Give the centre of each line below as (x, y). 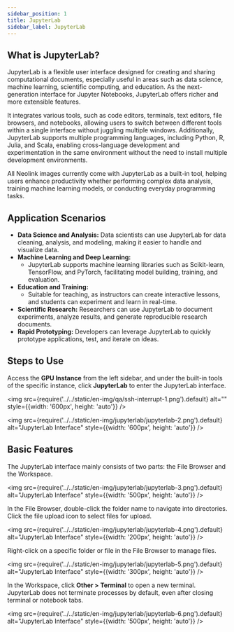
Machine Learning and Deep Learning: (74, 257)
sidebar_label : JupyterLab (46, 27)
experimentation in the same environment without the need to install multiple (117, 153)
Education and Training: (53, 287)
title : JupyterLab (34, 20)
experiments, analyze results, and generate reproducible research (112, 317)
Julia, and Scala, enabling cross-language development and (94, 145)
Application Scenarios (57, 218)
